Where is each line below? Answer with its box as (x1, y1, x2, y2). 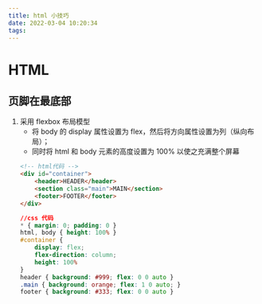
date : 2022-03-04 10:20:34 (8, 19, 98, 27)
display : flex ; (34, 244, 85, 251)
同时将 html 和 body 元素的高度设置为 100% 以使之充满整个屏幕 (31, 146, 240, 156)
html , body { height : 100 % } (19, 228, 117, 237)
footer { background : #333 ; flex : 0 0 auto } (19, 288, 174, 296)
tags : (8, 26, 26, 34)
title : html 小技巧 (8, 11, 69, 20)
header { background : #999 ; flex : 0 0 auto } (19, 273, 174, 281)
